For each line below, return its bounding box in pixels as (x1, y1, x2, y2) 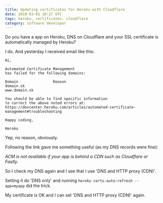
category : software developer (5, 20, 67, 26)
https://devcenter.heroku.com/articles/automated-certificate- (5, 105, 136, 110)
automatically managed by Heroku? (5, 39, 76, 45)
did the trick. (26, 183, 51, 189)
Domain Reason (5, 79, 67, 84)
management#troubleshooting (5, 109, 62, 114)
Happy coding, (5, 118, 34, 123)
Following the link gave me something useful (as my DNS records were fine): (5, 144, 159, 150)
